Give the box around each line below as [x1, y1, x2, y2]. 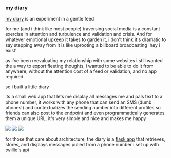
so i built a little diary [5, 84, 49, 90]
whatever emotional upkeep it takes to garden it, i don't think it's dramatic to [5, 36, 166, 43]
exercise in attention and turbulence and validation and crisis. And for [5, 31, 153, 37]
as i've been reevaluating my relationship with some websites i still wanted [5, 57, 163, 64]
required [5, 74, 24, 80]
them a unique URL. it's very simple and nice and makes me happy [5, 115, 146, 122]
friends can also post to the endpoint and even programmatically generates [5, 110, 165, 116]
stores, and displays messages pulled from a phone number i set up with [5, 142, 159, 148]
